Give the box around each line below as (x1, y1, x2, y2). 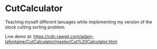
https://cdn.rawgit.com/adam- (33, 33, 94, 39)
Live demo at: (5, 33, 33, 39)
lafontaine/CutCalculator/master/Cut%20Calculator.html (5, 38, 118, 44)
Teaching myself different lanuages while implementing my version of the (5, 19, 153, 25)
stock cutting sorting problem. (5, 24, 66, 30)
